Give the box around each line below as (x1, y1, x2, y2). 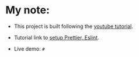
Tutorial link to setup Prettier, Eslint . (13, 34, 99, 41)
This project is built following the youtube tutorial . (13, 23, 134, 30)
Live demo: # (13, 45, 45, 52)
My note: (5, 3, 50, 17)
